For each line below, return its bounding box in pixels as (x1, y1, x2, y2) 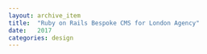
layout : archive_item (8, 11, 81, 20)
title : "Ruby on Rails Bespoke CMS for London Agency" (8, 19, 200, 27)
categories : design (8, 33, 74, 42)
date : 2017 (8, 26, 52, 34)
